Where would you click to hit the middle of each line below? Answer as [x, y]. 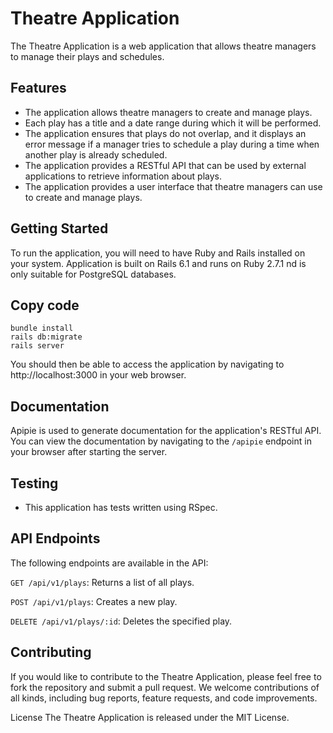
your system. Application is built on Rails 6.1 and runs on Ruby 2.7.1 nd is [158, 263]
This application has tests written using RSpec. [121, 507]
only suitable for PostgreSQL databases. [93, 274]
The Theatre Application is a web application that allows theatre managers [163, 46]
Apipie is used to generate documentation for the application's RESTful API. [166, 431]
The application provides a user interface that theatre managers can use [173, 186]
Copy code [45, 305]
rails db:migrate [46, 337]
